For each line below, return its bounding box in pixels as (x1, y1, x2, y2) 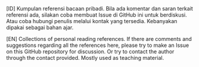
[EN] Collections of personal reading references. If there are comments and (6, 36, 192, 42)
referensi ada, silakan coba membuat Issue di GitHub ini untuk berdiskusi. (6, 11, 187, 18)
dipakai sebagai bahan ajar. (6, 24, 74, 31)
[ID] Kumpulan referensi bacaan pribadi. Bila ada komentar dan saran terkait (6, 5, 193, 12)
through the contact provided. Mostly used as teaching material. (6, 55, 164, 61)
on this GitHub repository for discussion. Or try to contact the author (6, 48, 174, 55)
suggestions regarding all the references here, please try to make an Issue (6, 42, 189, 49)
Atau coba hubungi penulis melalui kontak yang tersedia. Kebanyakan (6, 18, 177, 24)
